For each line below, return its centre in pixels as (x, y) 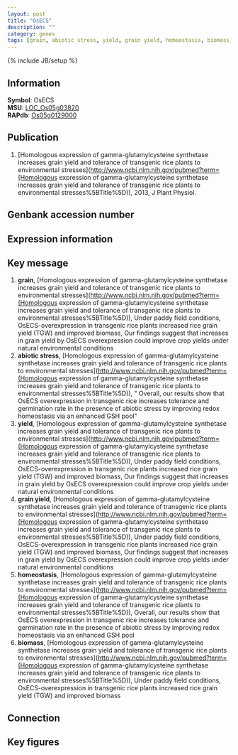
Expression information (60, 239)
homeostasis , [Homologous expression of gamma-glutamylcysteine (117, 575)
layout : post (27, 14)
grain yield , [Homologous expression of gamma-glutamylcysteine (114, 499)
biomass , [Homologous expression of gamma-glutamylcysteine (110, 643)
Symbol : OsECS (31, 100)
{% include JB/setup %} (42, 60)
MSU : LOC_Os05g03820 (43, 107)
